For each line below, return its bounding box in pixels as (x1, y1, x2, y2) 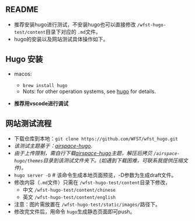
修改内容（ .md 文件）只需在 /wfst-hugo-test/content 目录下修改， (13, 179, 170, 186)
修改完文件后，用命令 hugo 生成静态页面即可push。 (13, 208, 135, 215)
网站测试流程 (5, 119, 52, 129)
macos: (13, 70, 32, 77)
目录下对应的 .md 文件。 (45, 28, 102, 35)
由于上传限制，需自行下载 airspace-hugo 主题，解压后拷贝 (13, 150, 152, 157)
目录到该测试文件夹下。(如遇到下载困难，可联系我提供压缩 (43, 157, 183, 164)
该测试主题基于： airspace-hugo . (13, 143, 93, 150)
